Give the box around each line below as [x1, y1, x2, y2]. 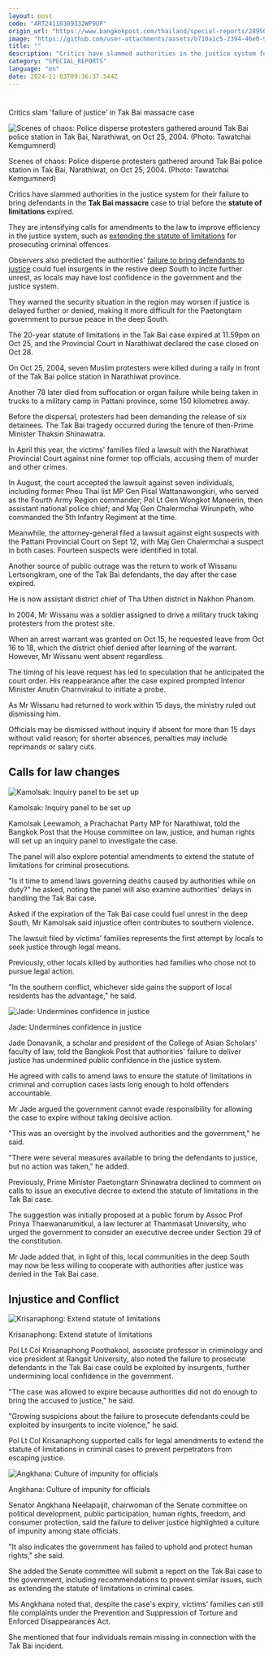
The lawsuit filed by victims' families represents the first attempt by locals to [8, 933, 264, 943]
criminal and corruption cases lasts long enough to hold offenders [8, 1079, 229, 1089]
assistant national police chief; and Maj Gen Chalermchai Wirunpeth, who [8, 503, 254, 513]
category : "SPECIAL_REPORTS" [8, 58, 107, 66]
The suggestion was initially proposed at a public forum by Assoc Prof [8, 1210, 244, 1220]
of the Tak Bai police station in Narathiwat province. [8, 371, 181, 381]
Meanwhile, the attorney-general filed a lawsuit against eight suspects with [8, 527, 260, 537]
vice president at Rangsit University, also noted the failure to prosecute [8, 1354, 246, 1364]
